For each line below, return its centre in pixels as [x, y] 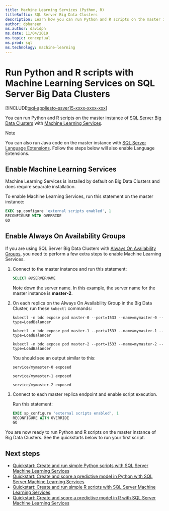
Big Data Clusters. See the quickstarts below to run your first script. [75, 438]
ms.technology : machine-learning [40, 47]
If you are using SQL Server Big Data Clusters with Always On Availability [81, 248]
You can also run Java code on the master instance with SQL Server [76, 142]
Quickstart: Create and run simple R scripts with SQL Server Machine [84, 487]
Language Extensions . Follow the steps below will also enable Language [80, 148]
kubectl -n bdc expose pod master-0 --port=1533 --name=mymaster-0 [84, 318]
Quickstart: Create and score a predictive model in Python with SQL [82, 476]
